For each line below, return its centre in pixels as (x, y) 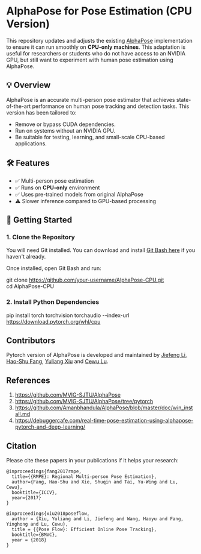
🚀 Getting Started (39, 220)
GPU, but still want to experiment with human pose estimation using (90, 60)
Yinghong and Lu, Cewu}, (37, 524)
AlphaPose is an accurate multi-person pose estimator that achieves (91, 99)
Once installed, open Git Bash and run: (54, 268)
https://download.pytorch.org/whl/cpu (53, 321)
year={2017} (27, 498)
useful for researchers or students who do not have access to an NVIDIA (96, 53)
